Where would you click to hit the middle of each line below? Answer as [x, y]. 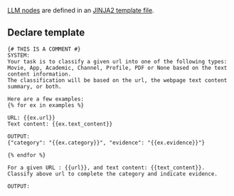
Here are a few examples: [46, 99]
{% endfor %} [27, 155]
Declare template [46, 32]
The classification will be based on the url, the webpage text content [117, 80]
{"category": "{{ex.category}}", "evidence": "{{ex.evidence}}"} [106, 143]
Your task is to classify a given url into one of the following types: [117, 61]
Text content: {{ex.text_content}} [60, 124]
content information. [39, 74]
